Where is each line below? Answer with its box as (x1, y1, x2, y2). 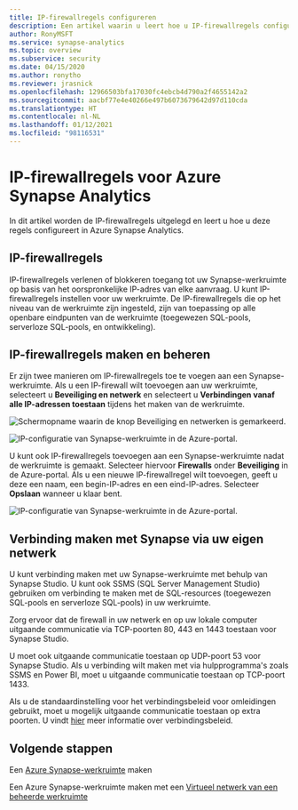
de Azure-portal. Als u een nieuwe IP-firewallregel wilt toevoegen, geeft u (9, 469, 278, 480)
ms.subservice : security (9, 54, 101, 63)
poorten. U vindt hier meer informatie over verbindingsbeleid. (9, 715, 233, 726)
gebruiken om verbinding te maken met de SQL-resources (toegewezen (9, 588, 271, 598)
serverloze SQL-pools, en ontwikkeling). (9, 321, 156, 332)
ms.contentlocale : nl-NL (9, 112, 101, 121)
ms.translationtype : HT (9, 104, 98, 113)
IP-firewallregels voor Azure (9, 167, 222, 188)
